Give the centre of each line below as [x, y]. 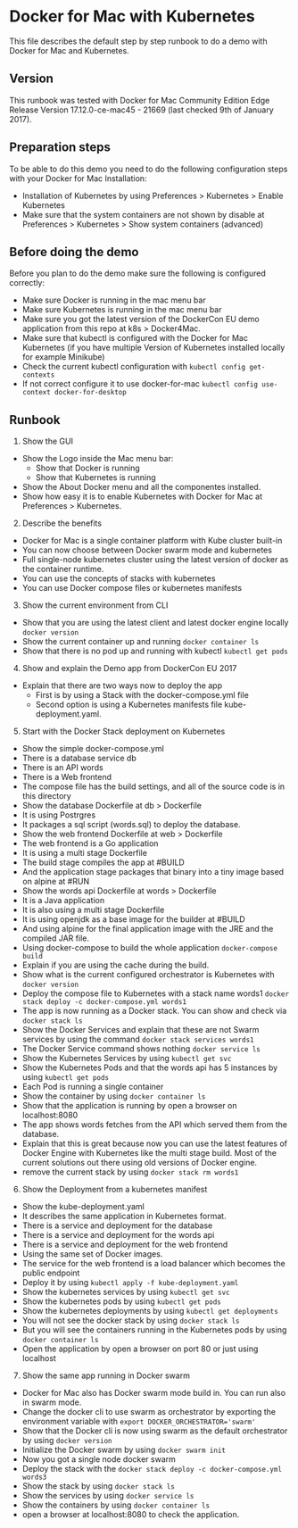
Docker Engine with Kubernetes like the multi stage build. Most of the [149, 1153]
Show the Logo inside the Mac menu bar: [98, 459]
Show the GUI [48, 441]
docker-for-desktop [91, 393]
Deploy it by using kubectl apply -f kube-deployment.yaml [130, 1283]
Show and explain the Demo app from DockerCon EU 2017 [129, 668]
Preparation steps [60, 148]
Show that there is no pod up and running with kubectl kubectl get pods [155, 651]
